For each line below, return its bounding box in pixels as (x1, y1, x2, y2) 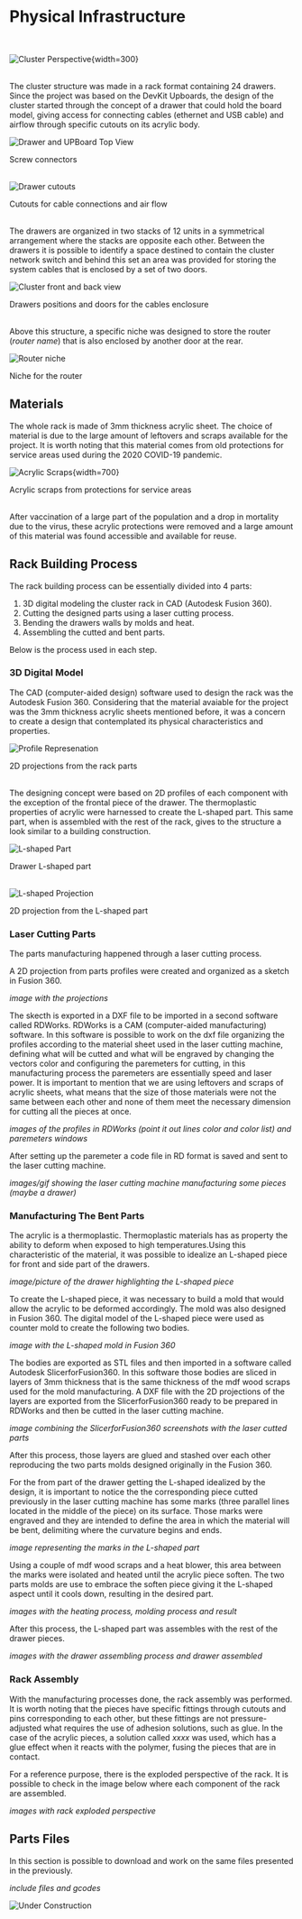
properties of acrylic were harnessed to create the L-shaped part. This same (9, 806, 294, 817)
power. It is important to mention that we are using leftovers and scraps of (9, 1078, 284, 1088)
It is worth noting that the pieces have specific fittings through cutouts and (9, 1703, 287, 1714)
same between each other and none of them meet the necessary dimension (9, 1097, 291, 1107)
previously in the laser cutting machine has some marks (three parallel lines (9, 1496, 290, 1507)
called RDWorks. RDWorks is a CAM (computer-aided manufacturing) (9, 1020, 268, 1031)
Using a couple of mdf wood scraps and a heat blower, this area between (9, 1560, 282, 1571)
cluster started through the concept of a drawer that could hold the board (9, 99, 282, 110)
